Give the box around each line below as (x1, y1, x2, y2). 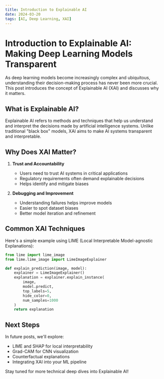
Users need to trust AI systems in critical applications (19, 170, 128, 176)
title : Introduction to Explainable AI (5, 7, 87, 12)
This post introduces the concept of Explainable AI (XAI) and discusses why (5, 85, 159, 91)
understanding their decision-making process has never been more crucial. (5, 80, 158, 86)
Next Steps (5, 320, 40, 329)
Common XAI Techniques (5, 224, 85, 233)
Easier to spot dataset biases (19, 205, 79, 211)
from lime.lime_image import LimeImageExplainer (5, 257, 107, 262)
